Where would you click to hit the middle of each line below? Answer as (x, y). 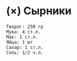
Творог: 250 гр (25, 27)
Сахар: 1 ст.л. (25, 47)
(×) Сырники (39, 11)
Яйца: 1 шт (20, 42)
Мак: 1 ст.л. (22, 37)
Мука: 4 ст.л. (24, 32)
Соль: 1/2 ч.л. (25, 52)
